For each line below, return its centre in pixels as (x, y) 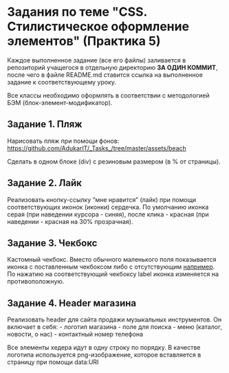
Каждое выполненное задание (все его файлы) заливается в (97, 60)
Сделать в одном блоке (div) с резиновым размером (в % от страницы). (114, 161)
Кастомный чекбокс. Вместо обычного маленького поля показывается (112, 260)
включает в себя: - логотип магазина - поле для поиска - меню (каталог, (115, 327)
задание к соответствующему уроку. (62, 82)
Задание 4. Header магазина (72, 303)
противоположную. (36, 282)
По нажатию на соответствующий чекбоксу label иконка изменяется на (113, 274)
